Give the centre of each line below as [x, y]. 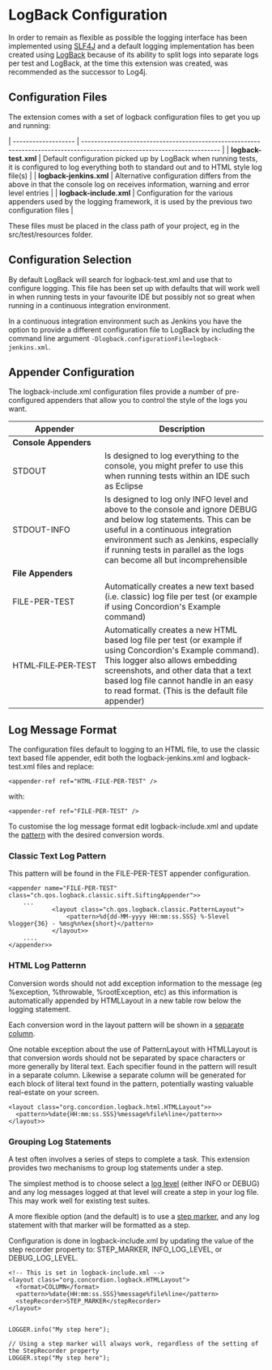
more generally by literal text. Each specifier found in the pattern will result [133, 1066]
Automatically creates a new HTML [170, 630]
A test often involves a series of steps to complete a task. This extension [129, 1159]
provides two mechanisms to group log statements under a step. [116, 1168]
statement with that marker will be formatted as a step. [100, 1225]
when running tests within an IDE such [177, 476]
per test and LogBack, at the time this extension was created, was [118, 63]
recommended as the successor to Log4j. [78, 71]
